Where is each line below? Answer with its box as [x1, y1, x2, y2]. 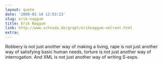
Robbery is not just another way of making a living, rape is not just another [5, 44, 158, 49]
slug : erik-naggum [5, 16, 43, 21]
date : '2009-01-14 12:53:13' [5, 12, 66, 17]
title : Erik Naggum [5, 21, 46, 26]
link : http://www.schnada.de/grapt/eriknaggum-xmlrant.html [5, 26, 133, 31]
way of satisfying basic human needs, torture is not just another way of [5, 49, 152, 55]
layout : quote [5, 7, 35, 12]
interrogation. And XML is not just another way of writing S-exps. [5, 54, 139, 60]
